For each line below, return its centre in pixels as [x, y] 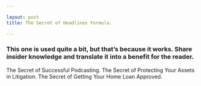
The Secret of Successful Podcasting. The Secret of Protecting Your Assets [100, 70]
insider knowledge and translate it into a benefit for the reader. [100, 57]
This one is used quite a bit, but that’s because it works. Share [99, 49]
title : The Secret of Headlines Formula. [59, 23]
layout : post [23, 17]
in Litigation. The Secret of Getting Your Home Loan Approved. [84, 76]
